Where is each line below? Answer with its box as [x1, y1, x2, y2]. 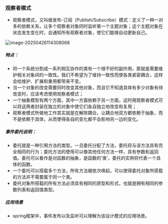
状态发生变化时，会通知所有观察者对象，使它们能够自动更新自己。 [12, 29, 150, 36]
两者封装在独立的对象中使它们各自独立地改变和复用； [26, 104, 137, 110]
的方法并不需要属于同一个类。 [12, 174, 75, 180]
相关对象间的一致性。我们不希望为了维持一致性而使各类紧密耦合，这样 [17, 72, 163, 78]
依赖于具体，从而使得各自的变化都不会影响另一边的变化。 [21, 116, 141, 122]
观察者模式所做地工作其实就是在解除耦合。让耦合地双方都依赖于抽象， [12, 110, 159, 116]
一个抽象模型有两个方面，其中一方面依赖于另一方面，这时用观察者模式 [12, 97, 159, 103]
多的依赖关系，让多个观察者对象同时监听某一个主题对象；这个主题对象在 [12, 23, 163, 29]
